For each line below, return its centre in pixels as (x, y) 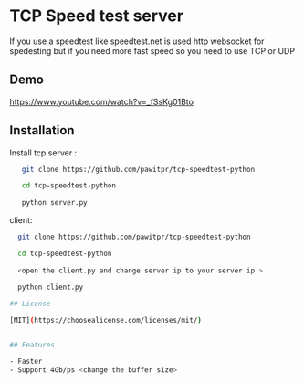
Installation (42, 130)
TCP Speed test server (97, 16)
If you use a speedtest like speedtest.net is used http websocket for (137, 41)
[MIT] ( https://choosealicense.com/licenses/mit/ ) (106, 321)
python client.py (51, 287)
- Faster (26, 361)
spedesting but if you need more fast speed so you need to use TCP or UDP (152, 50)
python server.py (55, 203)
